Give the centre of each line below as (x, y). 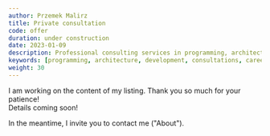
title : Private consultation (57, 23)
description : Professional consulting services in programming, (118, 53)
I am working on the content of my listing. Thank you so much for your (125, 90)
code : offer (28, 30)
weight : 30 (27, 68)
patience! (24, 99)
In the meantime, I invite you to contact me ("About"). (96, 123)
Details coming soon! (43, 107)
